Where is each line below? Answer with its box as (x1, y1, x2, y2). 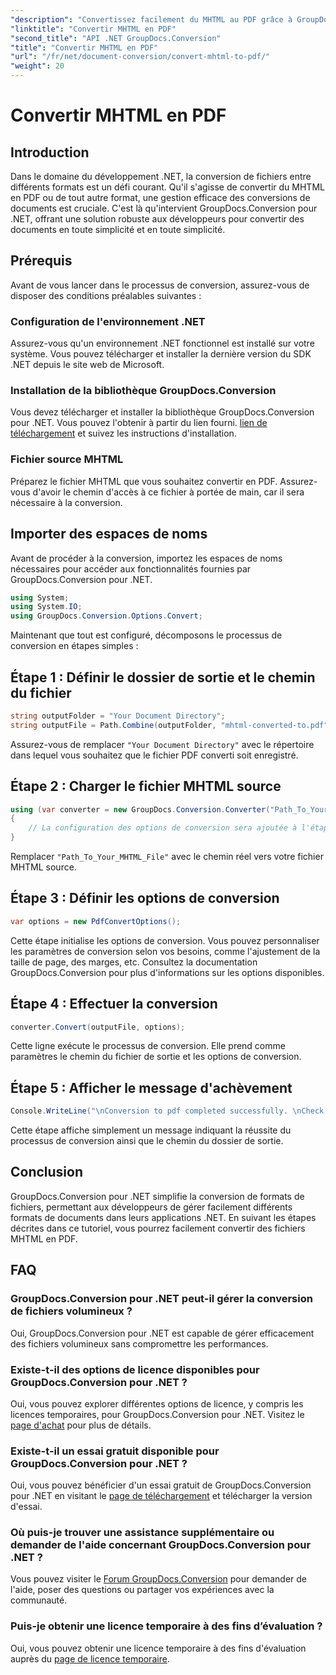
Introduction (10, 144, 90, 161)
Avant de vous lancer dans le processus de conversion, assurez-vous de (10, 279, 310, 291)
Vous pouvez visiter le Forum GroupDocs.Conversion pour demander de (10, 1573, 308, 1585)
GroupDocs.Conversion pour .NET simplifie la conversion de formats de (10, 1190, 305, 1202)
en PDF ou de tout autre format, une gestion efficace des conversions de (10, 192, 311, 203)
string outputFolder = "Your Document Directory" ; (10, 711, 226, 721)
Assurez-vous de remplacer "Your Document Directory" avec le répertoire (10, 738, 315, 750)
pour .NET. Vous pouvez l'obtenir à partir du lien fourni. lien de (10, 417, 268, 429)
